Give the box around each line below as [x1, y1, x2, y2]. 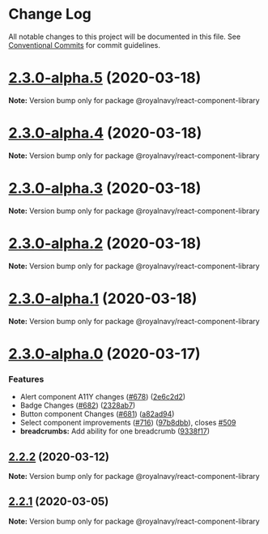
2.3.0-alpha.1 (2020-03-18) [8, 289, 198, 308]
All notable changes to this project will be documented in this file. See [8, 32, 241, 41]
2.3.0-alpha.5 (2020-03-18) [8, 69, 202, 88]
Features [8, 374, 45, 385]
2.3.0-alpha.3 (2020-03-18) [8, 179, 202, 197]
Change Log [8, 5, 91, 23]
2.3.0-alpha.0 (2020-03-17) [8, 344, 201, 363]
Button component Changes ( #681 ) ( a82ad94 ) [19, 409, 175, 419]
